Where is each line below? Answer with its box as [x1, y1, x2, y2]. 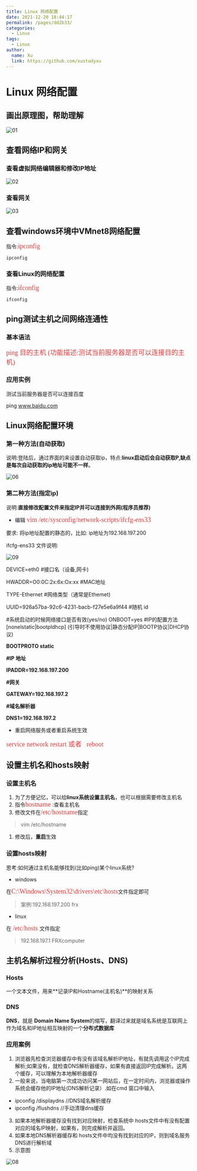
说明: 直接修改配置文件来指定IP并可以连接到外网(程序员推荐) [6, 504, 151, 511]
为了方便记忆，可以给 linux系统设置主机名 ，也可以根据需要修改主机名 [14, 794, 182, 801]
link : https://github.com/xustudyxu [11, 58, 101, 64]
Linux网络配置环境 [6, 420, 74, 431]
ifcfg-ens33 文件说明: [6, 542, 59, 549]
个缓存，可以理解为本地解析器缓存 [14, 1070, 98, 1077]
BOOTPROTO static [6, 642, 54, 650]
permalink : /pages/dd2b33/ [6, 19, 73, 25]
